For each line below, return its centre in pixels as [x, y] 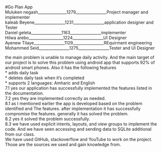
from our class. [20, 134]
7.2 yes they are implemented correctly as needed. [55, 98]
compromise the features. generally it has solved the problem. [67, 114]
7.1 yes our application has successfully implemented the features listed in [79, 88]
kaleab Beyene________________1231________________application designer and [79, 22]
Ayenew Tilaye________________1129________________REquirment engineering [79, 43]
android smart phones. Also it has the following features [61, 68]
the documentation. [25, 93]
